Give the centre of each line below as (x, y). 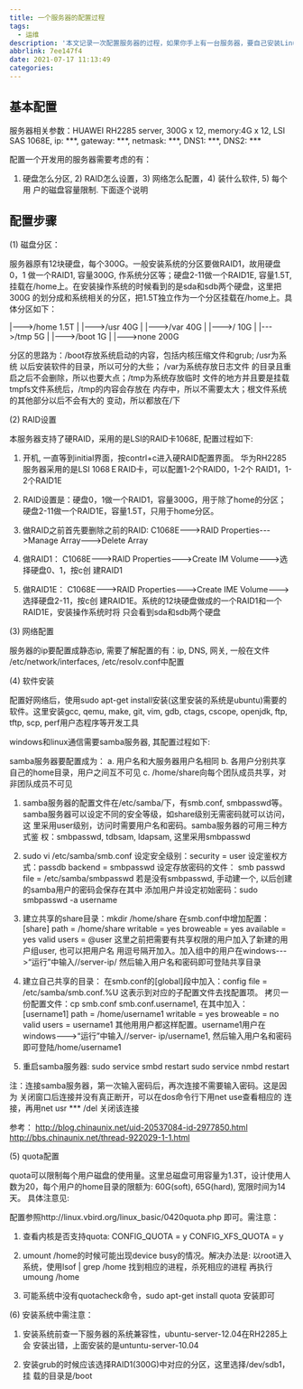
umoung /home (50, 1277)
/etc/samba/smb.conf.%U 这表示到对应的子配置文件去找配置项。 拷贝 (151, 992)
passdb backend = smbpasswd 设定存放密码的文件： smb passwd (162, 867)
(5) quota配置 (35, 1156)
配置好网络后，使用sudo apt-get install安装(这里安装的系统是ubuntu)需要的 (148, 700)
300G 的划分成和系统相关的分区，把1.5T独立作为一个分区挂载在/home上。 (147, 297)
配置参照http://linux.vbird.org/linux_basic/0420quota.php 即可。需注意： (144, 1217)
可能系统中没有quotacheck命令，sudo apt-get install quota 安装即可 (148, 1295)
